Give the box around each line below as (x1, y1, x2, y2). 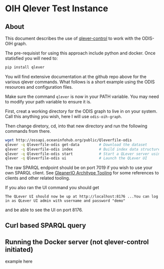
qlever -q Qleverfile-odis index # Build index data (5, 147, 139, 152)
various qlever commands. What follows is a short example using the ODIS (5, 79, 155, 85)
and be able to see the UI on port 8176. (5, 207, 83, 213)
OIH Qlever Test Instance (5, 3, 108, 14)
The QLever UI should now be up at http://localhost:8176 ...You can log (5, 194, 159, 199)
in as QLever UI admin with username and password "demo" (5, 198, 125, 203)
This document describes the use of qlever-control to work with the (5, 35, 141, 41)
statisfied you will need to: (5, 55, 58, 61)
